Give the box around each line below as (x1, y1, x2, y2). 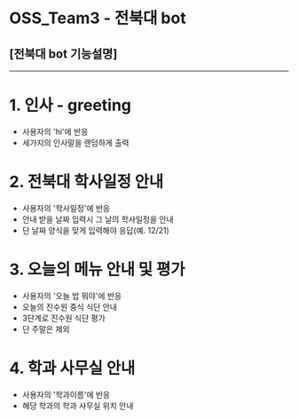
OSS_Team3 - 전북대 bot (9, 8, 186, 28)
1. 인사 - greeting (9, 95, 131, 115)
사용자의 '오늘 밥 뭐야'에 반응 (21, 290, 122, 301)
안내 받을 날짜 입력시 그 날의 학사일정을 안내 (21, 214, 175, 225)
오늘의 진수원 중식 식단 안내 (21, 301, 118, 312)
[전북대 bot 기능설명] (9, 46, 118, 61)
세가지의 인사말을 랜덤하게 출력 (21, 137, 129, 147)
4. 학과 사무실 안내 (9, 359, 136, 378)
